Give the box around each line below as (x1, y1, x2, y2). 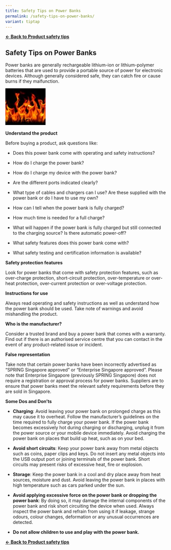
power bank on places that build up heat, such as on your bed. (12, 435, 144, 441)
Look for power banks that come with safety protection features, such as (5, 269, 158, 276)
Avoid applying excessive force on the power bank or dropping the (12, 492, 157, 498)
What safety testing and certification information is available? (12, 250, 142, 256)
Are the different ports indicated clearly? (12, 180, 98, 186)
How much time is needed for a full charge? (12, 215, 105, 221)
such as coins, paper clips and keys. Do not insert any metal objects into (12, 451, 165, 457)
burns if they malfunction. (5, 78, 60, 84)
